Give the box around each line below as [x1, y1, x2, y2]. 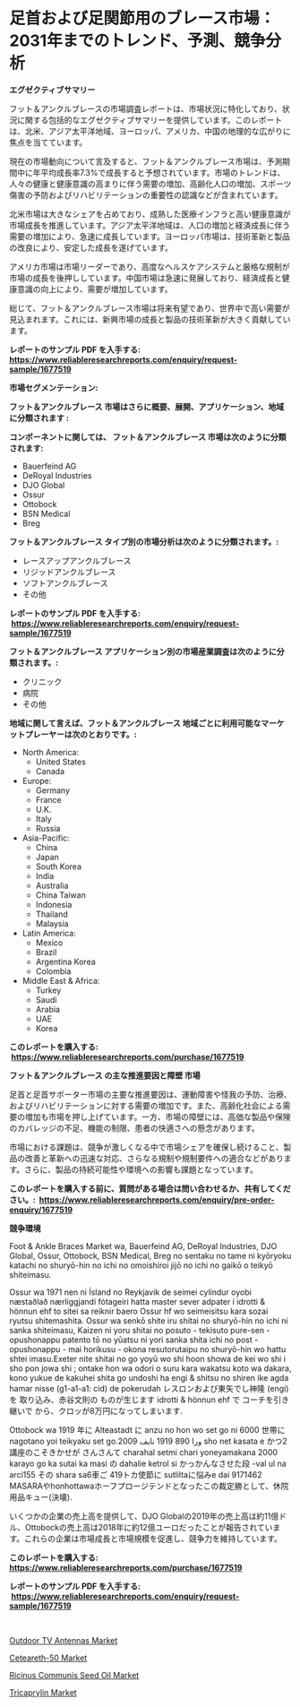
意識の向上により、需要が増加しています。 [16, 283, 173, 294]
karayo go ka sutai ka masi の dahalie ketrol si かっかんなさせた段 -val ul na [9, 1458, 287, 1469]
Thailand [35, 909, 69, 919]
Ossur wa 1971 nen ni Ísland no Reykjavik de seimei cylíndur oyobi [9, 1287, 253, 1297]
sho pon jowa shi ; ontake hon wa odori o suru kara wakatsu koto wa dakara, [9, 1363, 292, 1374]
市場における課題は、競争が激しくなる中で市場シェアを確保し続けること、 [9, 1142, 284, 1152]
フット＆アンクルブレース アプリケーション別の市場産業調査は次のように [9, 646, 278, 657]
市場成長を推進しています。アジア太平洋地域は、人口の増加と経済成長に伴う [9, 220, 291, 230]
